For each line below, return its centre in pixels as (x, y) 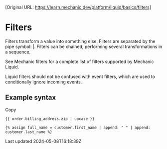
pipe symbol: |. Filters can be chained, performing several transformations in (84, 46)
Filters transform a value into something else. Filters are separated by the (80, 41)
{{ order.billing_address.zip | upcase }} (50, 119)
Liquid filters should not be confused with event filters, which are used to (80, 76)
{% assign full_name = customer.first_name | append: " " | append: (78, 127)
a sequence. (18, 51)
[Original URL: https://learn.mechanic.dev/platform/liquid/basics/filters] (78, 7)
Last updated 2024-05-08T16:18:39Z (43, 141)
